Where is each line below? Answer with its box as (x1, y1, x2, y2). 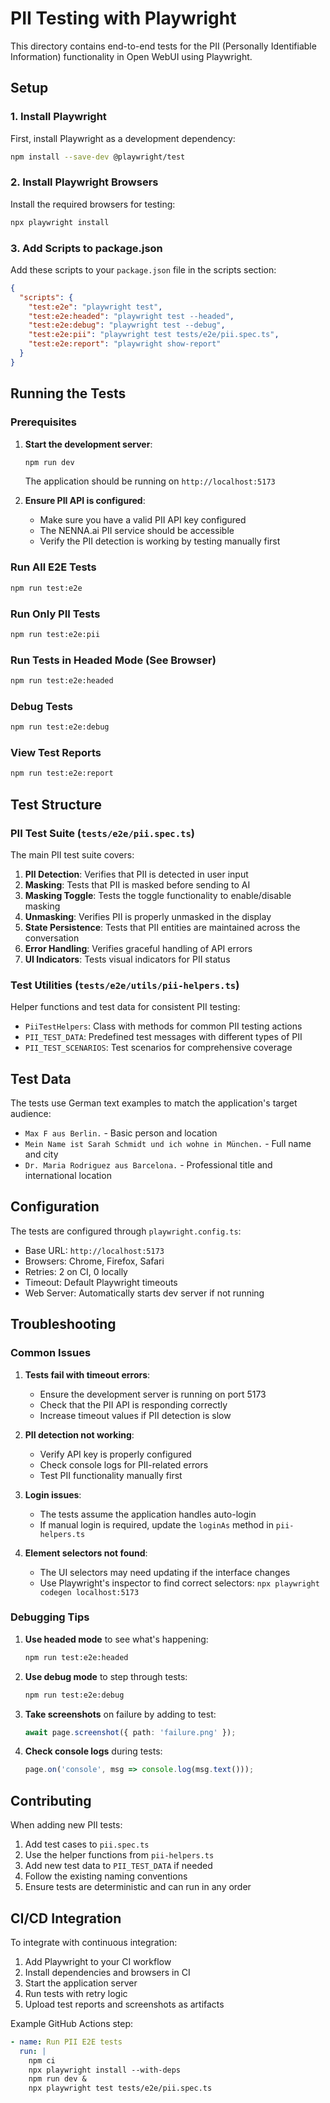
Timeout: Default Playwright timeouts (24, 1276, 178, 1288)
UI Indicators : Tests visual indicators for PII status (24, 953, 231, 965)
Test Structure (10, 796, 103, 813)
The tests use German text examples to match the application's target (10, 1097, 298, 1109)
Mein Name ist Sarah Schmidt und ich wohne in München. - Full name (24, 1138, 312, 1150)
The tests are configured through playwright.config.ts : (10, 1225, 242, 1237)
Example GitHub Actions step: (10, 2017, 134, 2029)
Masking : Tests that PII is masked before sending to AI (24, 878, 251, 891)
